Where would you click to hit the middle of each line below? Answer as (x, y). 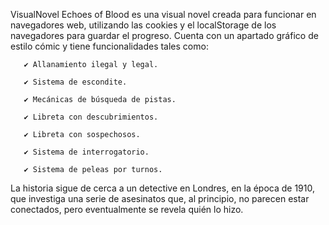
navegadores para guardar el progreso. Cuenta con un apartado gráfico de (164, 35)
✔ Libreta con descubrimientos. (91, 117)
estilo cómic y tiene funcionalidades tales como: (109, 46)
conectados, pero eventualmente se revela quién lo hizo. (127, 209)
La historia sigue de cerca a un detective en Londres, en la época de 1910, (163, 188)
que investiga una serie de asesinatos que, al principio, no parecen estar (160, 198)
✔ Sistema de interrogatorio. (86, 152)
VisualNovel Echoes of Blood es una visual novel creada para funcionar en (163, 14)
